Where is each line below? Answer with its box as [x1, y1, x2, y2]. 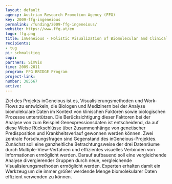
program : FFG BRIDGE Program [5, 70, 68, 75]
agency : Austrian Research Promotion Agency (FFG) [5, 12, 116, 17]
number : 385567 [5, 79, 38, 84]
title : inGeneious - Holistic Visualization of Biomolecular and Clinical [5, 36, 168, 41]
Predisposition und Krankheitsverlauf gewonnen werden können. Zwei [5, 130, 154, 136]
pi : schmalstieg [5, 50, 40, 55]
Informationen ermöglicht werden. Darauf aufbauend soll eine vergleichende [5, 152, 167, 158]
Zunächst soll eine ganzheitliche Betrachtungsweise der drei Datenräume [5, 141, 160, 147]
